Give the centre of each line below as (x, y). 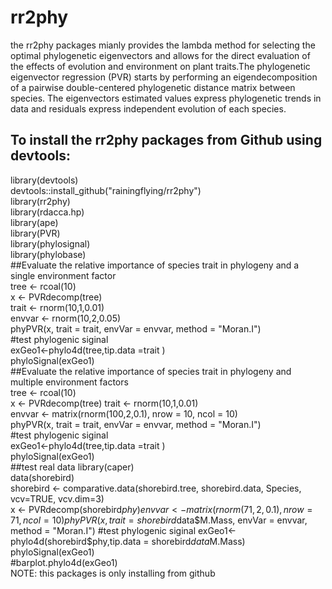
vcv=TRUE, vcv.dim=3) (57, 498)
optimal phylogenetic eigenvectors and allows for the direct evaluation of (160, 55)
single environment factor (63, 275)
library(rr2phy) (40, 201)
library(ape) (34, 222)
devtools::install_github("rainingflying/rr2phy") (106, 190)
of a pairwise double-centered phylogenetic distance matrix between (153, 87)
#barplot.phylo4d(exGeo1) (64, 562)
